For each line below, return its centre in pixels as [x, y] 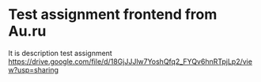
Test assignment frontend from [113, 15]
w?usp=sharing [34, 69]
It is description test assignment [60, 53]
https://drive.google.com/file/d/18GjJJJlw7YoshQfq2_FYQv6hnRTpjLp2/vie [130, 61]
